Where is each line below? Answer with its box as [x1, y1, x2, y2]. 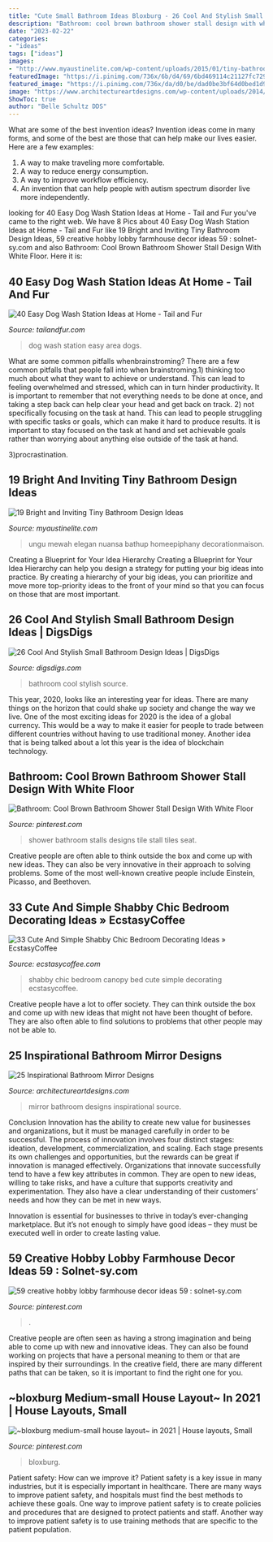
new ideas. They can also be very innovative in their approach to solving [8, 860, 251, 869]
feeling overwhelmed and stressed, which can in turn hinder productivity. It [8, 382, 260, 392]
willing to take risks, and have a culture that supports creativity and [8, 1178, 233, 1187]
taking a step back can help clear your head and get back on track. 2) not [8, 399, 254, 409]
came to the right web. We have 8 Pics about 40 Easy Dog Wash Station [8, 217, 249, 227]
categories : [8, 34, 49, 43]
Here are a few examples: [8, 142, 94, 152]
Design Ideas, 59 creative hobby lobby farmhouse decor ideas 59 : [8, 234, 232, 244]
